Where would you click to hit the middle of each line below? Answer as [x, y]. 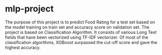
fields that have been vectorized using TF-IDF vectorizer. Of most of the [77, 37]
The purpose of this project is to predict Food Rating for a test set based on [80, 22]
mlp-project [29, 9]
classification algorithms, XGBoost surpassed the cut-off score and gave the [81, 42]
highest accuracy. [23, 47]
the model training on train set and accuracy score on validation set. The [77, 27]
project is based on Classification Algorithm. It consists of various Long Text [81, 32]
